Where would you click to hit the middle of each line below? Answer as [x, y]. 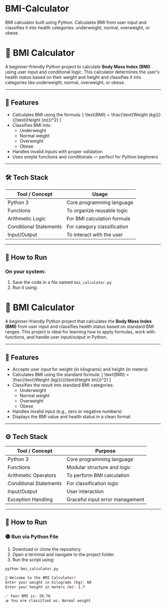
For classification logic [93, 483]
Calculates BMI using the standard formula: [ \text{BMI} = [71, 374]
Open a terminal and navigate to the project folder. [63, 554]
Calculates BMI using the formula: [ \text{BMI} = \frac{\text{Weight [80, 114]
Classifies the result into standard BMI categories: [63, 385]
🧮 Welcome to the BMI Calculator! [41, 578]
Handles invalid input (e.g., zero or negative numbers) [67, 411]
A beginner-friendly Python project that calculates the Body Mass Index [79, 321]
